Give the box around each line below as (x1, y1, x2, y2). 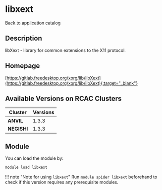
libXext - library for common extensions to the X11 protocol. (5, 47, 126, 53)
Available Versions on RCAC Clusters (5, 94, 122, 102)
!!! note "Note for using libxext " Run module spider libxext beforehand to (5, 174, 158, 180)
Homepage (5, 62, 40, 70)
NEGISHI (7, 125, 28, 132)
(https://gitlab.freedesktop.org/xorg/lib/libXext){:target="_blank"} (5, 80, 138, 86)
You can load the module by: (5, 155, 63, 161)
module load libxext (5, 165, 48, 170)
